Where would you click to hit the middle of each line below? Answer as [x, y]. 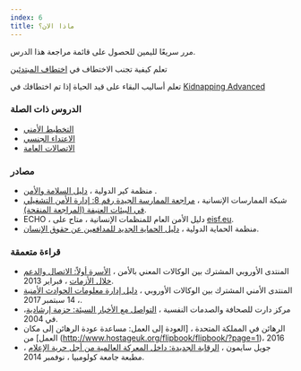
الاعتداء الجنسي [49, 138]
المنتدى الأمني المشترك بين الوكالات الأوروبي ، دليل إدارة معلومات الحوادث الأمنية [158, 290]
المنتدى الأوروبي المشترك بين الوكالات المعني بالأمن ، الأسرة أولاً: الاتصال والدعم [156, 272]
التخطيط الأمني [48, 129]
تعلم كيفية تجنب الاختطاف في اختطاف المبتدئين [89, 69]
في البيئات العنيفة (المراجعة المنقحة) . [85, 210]
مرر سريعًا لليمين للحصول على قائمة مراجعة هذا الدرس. [103, 51]
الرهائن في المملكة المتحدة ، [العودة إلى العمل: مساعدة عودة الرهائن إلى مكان [154, 329]
